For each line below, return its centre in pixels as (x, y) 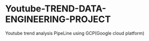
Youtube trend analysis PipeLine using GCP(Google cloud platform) (75, 33)
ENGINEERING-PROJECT (58, 19)
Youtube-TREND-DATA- (56, 9)
